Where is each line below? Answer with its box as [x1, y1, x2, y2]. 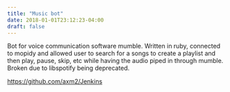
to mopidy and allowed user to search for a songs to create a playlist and [7, 49, 216, 57]
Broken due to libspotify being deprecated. [7, 64, 130, 73]
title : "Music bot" [7, 10, 64, 17]
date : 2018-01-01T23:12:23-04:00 [7, 17, 104, 24]
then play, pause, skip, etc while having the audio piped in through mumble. [7, 57, 224, 65]
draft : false [7, 23, 45, 30]
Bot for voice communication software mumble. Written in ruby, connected [7, 42, 221, 50]
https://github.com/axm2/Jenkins [7, 77, 103, 86]
